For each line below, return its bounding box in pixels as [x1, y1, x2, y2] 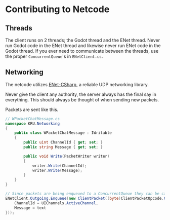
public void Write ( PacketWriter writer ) [23, 154, 110, 159]
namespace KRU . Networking [5, 121, 60, 126]
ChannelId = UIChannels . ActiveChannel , [14, 200, 99, 206]
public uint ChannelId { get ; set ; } [23, 140, 103, 145]
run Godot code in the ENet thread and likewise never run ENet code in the [5, 43, 161, 49]
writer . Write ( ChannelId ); [32, 163, 87, 168]
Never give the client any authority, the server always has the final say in [5, 91, 157, 97]
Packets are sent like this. [5, 106, 59, 113]
